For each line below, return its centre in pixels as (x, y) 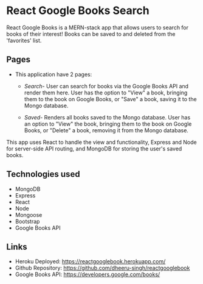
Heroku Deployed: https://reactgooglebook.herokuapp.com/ (90, 261)
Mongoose (29, 215)
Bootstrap (27, 221)
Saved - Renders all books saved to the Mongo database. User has (107, 117)
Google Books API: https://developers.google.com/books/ (88, 274)
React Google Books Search (78, 11)
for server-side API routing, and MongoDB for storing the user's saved (94, 148)
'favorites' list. (24, 40)
